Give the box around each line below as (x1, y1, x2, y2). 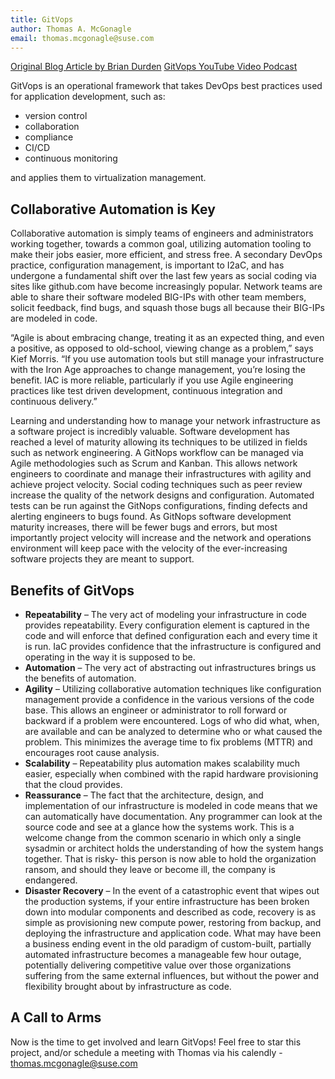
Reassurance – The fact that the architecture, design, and (24, 789, 264, 801)
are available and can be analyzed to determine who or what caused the (24, 726, 323, 737)
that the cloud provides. (24, 779, 123, 790)
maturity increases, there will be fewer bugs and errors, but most (10, 521, 278, 533)
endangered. (24, 874, 78, 886)
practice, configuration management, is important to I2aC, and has (10, 259, 285, 271)
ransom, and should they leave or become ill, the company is (24, 864, 276, 875)
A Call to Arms (10, 1009, 102, 1026)
